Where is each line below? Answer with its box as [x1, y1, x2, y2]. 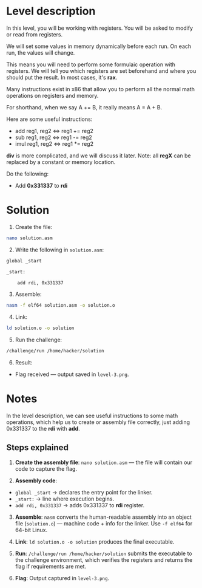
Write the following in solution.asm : [15, 246, 104, 253]
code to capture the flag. [15, 465, 78, 472]
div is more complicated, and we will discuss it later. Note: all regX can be [6, 152, 191, 159]
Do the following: [6, 170, 49, 177]
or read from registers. [6, 30, 62, 38]
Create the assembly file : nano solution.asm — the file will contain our [15, 459, 193, 466]
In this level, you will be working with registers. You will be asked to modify [6, 24, 193, 32]
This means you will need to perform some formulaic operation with [6, 61, 176, 68]
